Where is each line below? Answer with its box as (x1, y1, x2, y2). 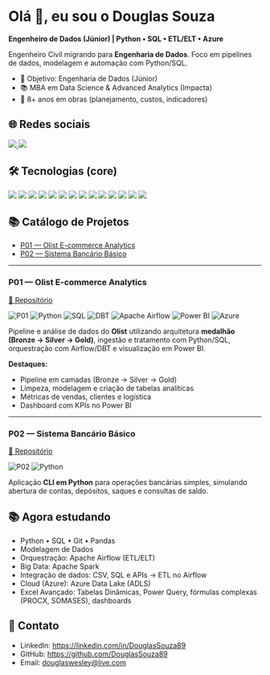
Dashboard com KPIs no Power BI (19, 400, 133, 410)
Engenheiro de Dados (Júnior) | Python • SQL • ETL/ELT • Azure (8, 34, 223, 43)
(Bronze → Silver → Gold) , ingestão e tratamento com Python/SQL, (8, 334, 231, 345)
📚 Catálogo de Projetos (8, 215, 130, 229)
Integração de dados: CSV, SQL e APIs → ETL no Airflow (19, 569, 207, 579)
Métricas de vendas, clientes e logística (19, 391, 152, 401)
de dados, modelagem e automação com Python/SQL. (8, 58, 188, 68)
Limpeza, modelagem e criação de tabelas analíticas (19, 383, 194, 393)
